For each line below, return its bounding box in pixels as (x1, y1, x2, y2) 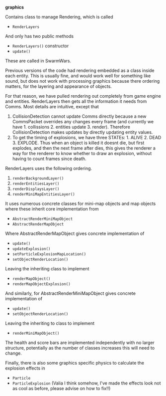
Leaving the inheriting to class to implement (5, 320, 95, 326)
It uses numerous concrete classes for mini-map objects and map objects (5, 200, 156, 206)
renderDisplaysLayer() (12, 187, 60, 192)
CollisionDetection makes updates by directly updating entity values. (12, 129, 153, 135)
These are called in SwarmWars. (5, 58, 71, 64)
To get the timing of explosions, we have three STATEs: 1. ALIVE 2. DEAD (12, 135, 162, 140)
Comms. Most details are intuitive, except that (5, 104, 99, 109)
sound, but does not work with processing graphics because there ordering (5, 78, 160, 84)
